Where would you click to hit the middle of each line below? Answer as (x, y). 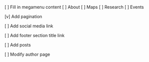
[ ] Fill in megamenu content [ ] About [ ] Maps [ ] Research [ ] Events (74, 7)
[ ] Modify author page (27, 54)
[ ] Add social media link (29, 26)
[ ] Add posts (18, 45)
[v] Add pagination (24, 16)
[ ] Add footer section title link (35, 35)
